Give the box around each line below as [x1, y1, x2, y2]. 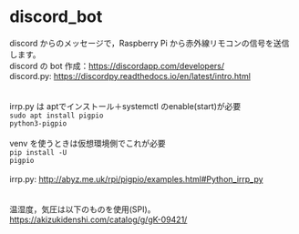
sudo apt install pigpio [9, 111, 104, 120]
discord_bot [9, 6, 103, 27]
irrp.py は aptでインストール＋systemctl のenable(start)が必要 [9, 100, 242, 111]
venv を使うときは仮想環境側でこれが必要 [9, 137, 166, 148]
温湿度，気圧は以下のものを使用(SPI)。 [9, 203, 156, 215]
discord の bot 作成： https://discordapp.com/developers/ [9, 60, 225, 71]
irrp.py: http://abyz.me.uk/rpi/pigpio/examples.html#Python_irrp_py [9, 173, 263, 184]
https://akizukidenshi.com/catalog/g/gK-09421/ [9, 214, 188, 225]
